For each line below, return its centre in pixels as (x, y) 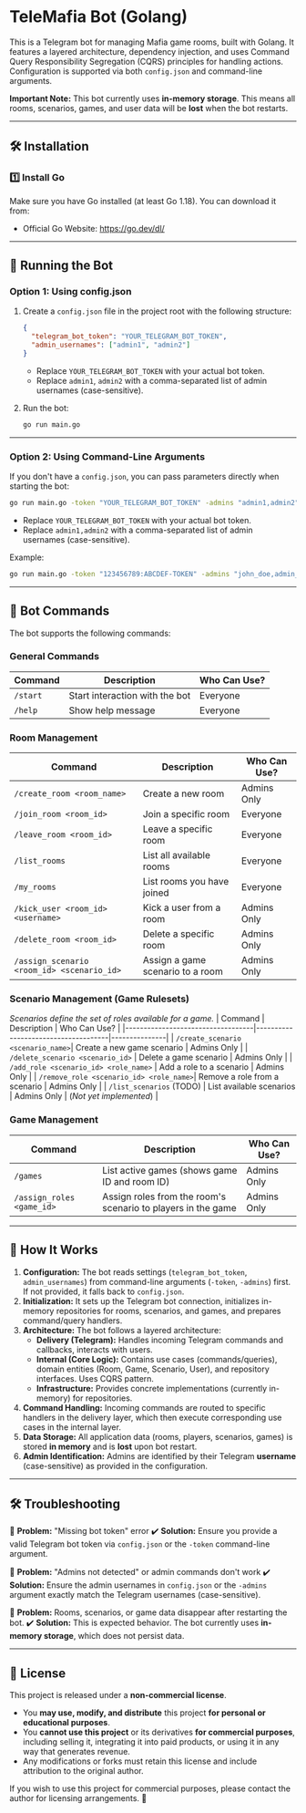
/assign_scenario (51, 961)
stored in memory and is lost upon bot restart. (110, 1446)
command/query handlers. (72, 1321)
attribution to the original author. (83, 1771)
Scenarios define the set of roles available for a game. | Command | (137, 1019)
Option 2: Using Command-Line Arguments (107, 456)
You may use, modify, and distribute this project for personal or (144, 1713)
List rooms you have (186, 882)
